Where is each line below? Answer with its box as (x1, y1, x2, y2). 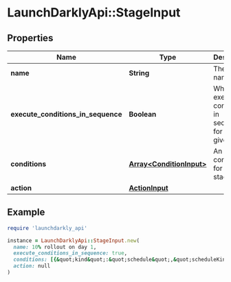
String (129, 69, 150, 78)
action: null (13, 263, 51, 270)
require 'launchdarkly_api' (7, 224, 88, 231)
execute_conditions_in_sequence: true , (13, 250, 128, 257)
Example (7, 207, 45, 218)
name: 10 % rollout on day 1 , (13, 244, 97, 250)
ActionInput (129, 183, 168, 193)
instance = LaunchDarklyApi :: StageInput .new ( (7, 237, 140, 244)
